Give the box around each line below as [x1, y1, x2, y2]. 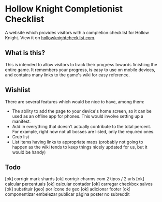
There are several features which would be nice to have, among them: [5, 99, 145, 104]
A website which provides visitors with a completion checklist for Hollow [5, 29, 149, 35]
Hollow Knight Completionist [5, 3, 123, 14]
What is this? [5, 49, 45, 57]
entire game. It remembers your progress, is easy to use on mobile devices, [5, 67, 156, 72]
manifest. [12, 118, 31, 124]
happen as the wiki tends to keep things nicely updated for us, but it [12, 144, 147, 150]
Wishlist [5, 86, 30, 94]
